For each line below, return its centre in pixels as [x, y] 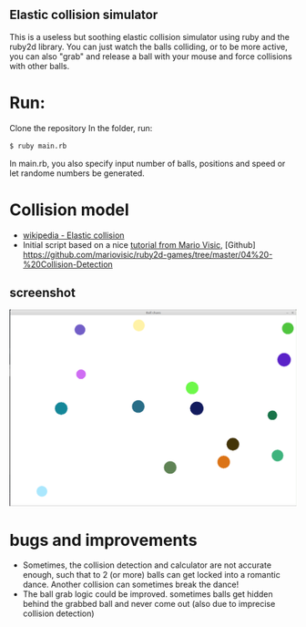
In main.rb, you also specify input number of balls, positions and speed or [148, 163]
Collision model [69, 210]
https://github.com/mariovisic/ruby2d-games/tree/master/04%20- [148, 254]
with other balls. [40, 66]
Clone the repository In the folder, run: [81, 128]
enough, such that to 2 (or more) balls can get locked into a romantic [151, 575]
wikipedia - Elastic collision [73, 235]
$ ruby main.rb [38, 146]
